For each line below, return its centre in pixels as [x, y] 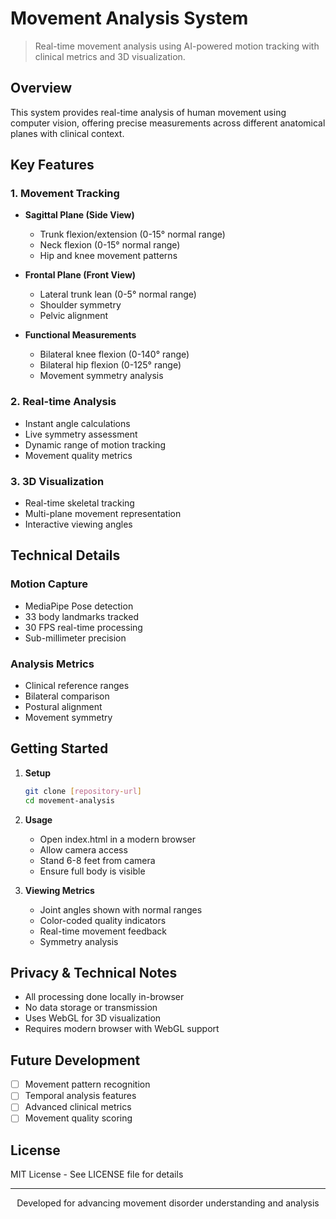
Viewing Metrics [59, 890]
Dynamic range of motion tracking [95, 444]
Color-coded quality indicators [103, 920]
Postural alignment [63, 707]
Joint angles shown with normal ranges [121, 909]
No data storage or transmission [91, 1008]
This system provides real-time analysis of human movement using [148, 112]
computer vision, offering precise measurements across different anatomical [168, 123]
